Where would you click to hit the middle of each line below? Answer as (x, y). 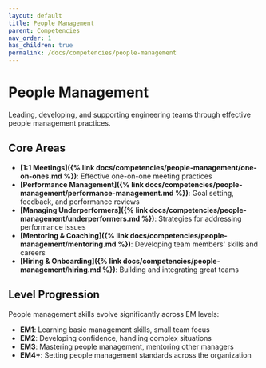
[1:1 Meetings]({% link (57, 167)
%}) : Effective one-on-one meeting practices (138, 176)
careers (32, 252)
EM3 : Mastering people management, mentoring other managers (127, 346)
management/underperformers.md (80, 218)
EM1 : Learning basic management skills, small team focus (115, 330)
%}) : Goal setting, (204, 193)
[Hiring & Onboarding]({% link (71, 261)
